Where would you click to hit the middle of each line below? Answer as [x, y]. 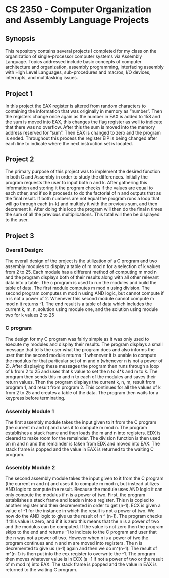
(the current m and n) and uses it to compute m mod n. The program [76, 427]
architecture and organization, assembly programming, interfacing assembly [84, 67]
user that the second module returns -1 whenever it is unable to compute [81, 355]
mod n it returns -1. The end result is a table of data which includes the [79, 304]
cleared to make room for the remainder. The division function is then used [83, 438]
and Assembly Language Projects [77, 20]
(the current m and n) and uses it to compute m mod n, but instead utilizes [82, 484]
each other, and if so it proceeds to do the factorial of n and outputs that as [83, 193]
